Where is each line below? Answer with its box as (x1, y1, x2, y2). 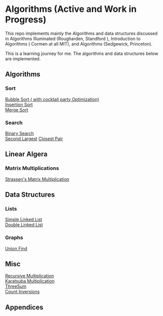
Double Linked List (5, 222, 43, 228)
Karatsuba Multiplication (5, 278, 55, 284)
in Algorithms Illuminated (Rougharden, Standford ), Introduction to (5, 36, 141, 42)
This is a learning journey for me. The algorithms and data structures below (5, 51, 159, 56)
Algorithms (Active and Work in (5, 3, 137, 15)
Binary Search (5, 130, 34, 136)
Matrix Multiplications (5, 165, 59, 172)
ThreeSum (5, 283, 27, 289)
